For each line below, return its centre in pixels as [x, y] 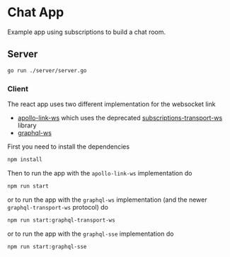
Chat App [36, 12]
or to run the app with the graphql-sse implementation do [91, 234]
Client [18, 88]
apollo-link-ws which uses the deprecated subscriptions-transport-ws [120, 118]
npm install [25, 159]
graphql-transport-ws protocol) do [58, 207]
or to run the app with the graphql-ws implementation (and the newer [107, 200]
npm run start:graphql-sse [47, 246]
